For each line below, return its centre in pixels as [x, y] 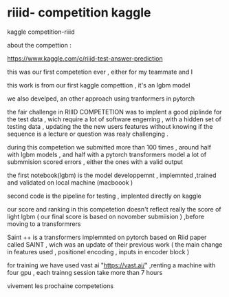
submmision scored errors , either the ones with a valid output [95, 162]
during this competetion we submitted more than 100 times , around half [109, 147]
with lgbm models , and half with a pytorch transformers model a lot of [107, 154]
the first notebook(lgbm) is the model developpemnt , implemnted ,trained [112, 175]
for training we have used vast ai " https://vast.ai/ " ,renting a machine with [111, 265]
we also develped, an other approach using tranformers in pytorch [101, 99]
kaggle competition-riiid [41, 32]
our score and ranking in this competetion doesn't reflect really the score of [114, 209]
